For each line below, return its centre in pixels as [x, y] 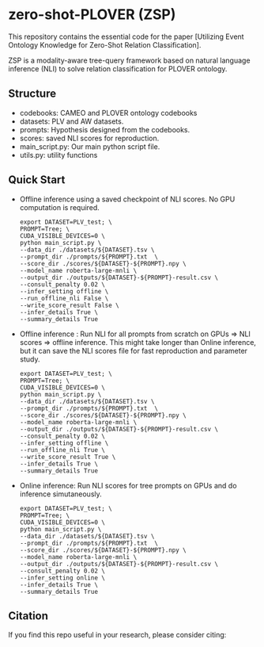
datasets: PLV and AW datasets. [72, 121]
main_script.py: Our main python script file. [90, 146]
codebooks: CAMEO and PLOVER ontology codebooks [108, 113]
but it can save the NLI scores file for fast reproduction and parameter [133, 350]
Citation [28, 616]
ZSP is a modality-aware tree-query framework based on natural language [129, 60]
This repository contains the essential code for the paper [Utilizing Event [126, 36]
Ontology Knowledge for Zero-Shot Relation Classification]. [105, 44]
